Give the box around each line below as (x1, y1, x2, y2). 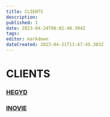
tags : (6, 31, 19, 37)
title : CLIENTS (6, 8, 44, 15)
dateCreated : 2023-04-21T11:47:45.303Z (6, 42, 104, 48)
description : (6, 14, 38, 20)
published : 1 (6, 19, 38, 25)
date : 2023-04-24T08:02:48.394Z (6, 25, 85, 31)
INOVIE (6, 104, 27, 112)
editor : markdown (6, 36, 49, 42)
